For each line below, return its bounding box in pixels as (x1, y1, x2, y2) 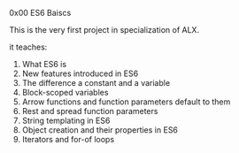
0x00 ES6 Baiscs (9, 8, 72, 18)
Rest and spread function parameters (21, 106, 158, 116)
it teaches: (9, 42, 48, 52)
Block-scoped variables (21, 88, 109, 97)
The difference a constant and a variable (21, 78, 171, 88)
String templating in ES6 (21, 115, 111, 126)
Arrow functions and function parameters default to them (21, 96, 231, 107)
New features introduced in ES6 (21, 68, 139, 79)
